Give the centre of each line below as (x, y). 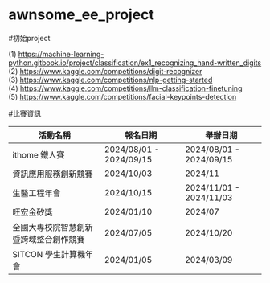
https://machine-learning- (61, 54)
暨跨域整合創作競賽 (49, 239)
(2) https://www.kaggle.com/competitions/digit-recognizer (105, 71)
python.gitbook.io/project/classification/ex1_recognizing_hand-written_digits (135, 63)
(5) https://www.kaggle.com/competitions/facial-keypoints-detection (123, 96)
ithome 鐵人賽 (39, 154)
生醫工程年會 (37, 193)
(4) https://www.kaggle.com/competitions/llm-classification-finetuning (125, 88)
